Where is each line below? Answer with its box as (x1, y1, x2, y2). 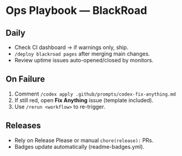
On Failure (5, 74, 45, 85)
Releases (5, 120, 41, 131)
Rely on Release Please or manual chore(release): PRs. (14, 137, 154, 144)
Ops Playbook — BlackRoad (5, 4, 148, 18)
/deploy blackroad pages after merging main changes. (14, 50, 151, 57)
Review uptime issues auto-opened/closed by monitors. (14, 57, 154, 63)
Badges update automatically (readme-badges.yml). (14, 143, 145, 150)
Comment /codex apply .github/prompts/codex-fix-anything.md (14, 90, 176, 97)
